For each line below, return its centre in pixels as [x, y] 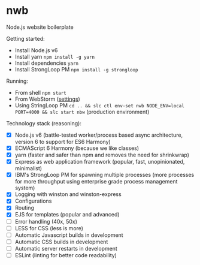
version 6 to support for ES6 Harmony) [63, 142]
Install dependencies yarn [47, 63]
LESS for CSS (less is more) [49, 228]
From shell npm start [41, 92]
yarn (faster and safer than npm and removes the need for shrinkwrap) [102, 155]
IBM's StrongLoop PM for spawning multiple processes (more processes [104, 175]
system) [25, 188]
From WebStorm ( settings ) [48, 99]
